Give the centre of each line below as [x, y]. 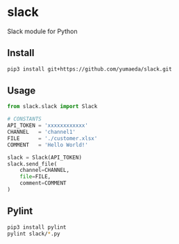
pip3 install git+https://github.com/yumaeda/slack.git [89, 69]
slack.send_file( [32, 164]
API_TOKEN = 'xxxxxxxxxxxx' [48, 125]
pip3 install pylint [37, 227]
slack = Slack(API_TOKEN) [44, 157]
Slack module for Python [42, 31]
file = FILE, [35, 177]
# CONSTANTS [24, 119]
